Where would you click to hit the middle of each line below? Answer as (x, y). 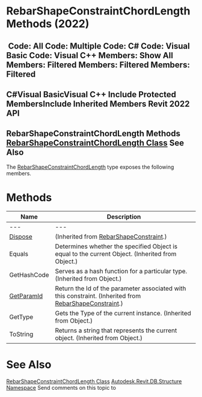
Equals (19, 253)
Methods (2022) (48, 24)
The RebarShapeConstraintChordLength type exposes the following (90, 167)
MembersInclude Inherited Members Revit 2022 (98, 104)
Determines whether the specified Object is (116, 246)
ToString (21, 334)
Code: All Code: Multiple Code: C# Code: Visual (99, 46)
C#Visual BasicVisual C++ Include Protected (91, 94)
